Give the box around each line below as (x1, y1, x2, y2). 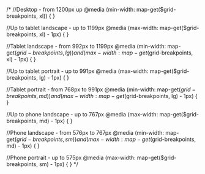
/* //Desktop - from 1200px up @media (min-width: (6, 6, 136, 13)
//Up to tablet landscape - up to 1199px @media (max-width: (6, 25, 158, 31)
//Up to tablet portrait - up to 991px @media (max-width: (6, 67, 149, 75)
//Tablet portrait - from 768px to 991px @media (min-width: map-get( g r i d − (6, 86, 196, 93)
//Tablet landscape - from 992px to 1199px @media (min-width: (6, 43, 166, 50)
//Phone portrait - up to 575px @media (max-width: (6, 154, 136, 161)
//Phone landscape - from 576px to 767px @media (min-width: (6, 129, 164, 136)
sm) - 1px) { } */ (39, 161, 78, 168)
